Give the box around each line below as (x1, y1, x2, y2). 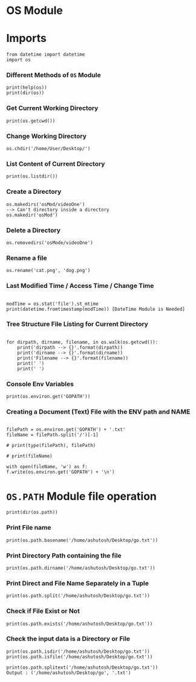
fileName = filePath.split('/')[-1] (6, 432, 99, 438)
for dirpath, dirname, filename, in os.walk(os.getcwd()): (6, 339, 158, 345)
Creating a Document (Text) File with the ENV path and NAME (6, 407, 191, 416)
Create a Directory (6, 188, 62, 196)
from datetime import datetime (6, 52, 85, 58)
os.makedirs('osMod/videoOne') (6, 201, 85, 207)
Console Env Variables (6, 380, 74, 388)
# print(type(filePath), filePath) (6, 443, 96, 449)
